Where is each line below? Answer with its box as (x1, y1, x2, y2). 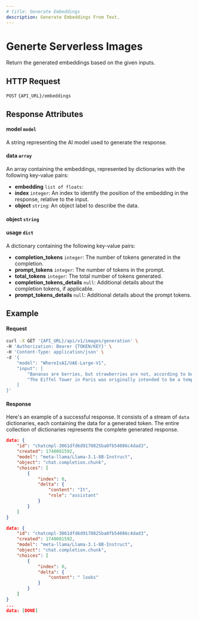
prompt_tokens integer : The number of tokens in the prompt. (14, 266, 165, 273)
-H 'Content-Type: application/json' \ (6, 349, 104, 355)
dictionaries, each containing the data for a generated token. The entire (6, 420, 180, 427)
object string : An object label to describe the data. (14, 202, 140, 209)
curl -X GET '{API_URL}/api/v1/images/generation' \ (6, 338, 138, 344)
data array (6, 152, 32, 160)
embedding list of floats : (14, 183, 84, 190)
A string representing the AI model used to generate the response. (6, 138, 167, 145)
